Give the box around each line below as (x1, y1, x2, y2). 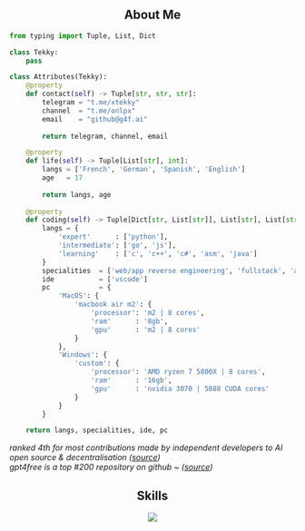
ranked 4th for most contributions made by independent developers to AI (9, 442, 283, 453)
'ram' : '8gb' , (90, 317, 169, 326)
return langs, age (42, 190, 112, 199)
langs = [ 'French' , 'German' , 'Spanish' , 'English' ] (42, 165, 246, 174)
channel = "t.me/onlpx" (42, 106, 136, 115)
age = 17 (42, 173, 84, 182)
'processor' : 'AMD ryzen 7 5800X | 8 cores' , (90, 368, 266, 377)
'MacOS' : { (57, 291, 100, 300)
